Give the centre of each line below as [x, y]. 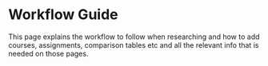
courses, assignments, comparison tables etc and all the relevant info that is [134, 45]
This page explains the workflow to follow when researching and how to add [134, 37]
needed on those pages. [48, 53]
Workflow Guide [63, 15]
